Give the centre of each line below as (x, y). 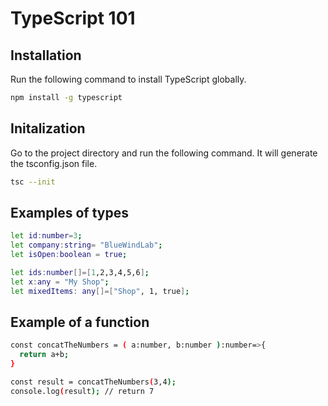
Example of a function (80, 322)
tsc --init (33, 182)
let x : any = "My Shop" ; (60, 282)
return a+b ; (44, 355)
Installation (46, 55)
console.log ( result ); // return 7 (82, 391)
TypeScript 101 (73, 18)
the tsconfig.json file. (54, 163)
